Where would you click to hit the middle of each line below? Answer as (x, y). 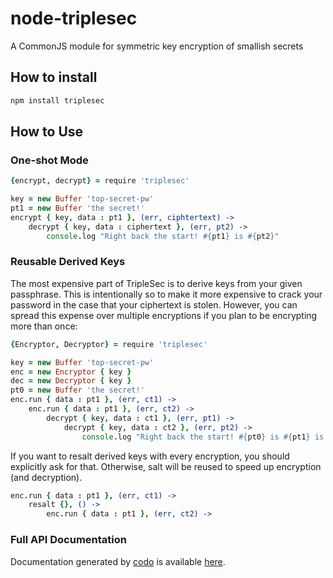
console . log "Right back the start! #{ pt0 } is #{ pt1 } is (203, 437)
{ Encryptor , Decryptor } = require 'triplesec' (109, 344)
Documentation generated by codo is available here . (118, 561)
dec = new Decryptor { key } (71, 381)
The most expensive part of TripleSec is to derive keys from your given (156, 283)
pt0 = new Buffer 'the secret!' (77, 390)
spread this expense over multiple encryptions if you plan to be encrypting (164, 315)
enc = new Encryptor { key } (71, 372)
